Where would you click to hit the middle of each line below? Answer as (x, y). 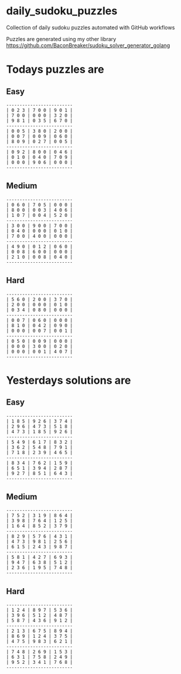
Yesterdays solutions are (69, 380)
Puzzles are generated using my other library (61, 39)
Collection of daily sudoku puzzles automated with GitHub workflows (90, 27)
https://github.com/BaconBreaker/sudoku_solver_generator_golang (88, 45)
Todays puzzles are (55, 69)
